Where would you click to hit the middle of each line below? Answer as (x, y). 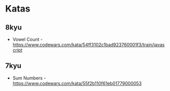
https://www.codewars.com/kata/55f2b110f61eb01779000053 (77, 83)
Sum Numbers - (29, 78)
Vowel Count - (28, 39)
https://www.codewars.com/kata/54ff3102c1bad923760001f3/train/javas (89, 45)
